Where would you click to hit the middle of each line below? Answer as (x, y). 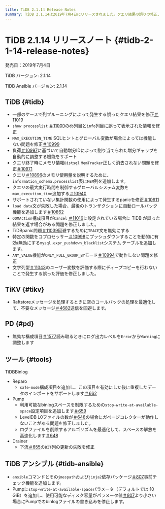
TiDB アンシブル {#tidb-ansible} (55, 464)
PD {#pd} (20, 324)
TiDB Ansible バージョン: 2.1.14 (36, 86)
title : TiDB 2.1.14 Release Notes (41, 10)
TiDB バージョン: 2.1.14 (28, 76)
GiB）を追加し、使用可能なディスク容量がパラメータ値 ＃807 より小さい (84, 495)
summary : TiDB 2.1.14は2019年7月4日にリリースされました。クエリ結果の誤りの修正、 (83, 14)
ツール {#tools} (29, 359)
